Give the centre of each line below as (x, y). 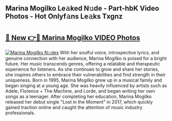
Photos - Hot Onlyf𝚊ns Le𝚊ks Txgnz (64, 17)
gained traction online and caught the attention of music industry (74, 107)
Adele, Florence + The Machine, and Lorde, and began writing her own (80, 91)
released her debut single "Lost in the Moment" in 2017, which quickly (79, 102)
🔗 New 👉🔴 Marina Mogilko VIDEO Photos (73, 38)
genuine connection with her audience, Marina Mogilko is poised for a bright (86, 58)
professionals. (20, 113)
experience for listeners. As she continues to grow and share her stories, (82, 69)
